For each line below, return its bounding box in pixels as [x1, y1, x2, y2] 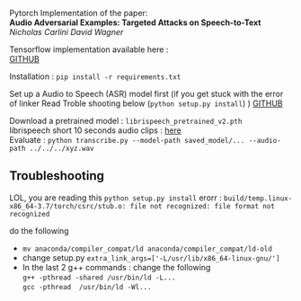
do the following [9, 225, 69, 236]
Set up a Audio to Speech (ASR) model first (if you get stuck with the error [9, 89, 284, 99]
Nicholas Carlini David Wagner [9, 27, 124, 37]
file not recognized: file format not [129, 201, 276, 210]
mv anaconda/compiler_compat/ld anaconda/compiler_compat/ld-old [22, 244, 272, 253]
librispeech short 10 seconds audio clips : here [9, 125, 182, 136]
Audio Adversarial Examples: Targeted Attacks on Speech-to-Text [9, 17, 261, 28]
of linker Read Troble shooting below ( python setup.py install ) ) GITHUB [9, 98, 283, 109]
